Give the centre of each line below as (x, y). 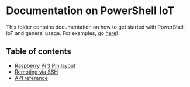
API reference (31, 78)
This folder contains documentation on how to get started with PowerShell (96, 27)
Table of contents (39, 52)
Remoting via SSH (36, 72)
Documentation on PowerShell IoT (90, 11)
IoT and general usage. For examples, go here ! (62, 33)
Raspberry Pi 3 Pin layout (45, 65)
